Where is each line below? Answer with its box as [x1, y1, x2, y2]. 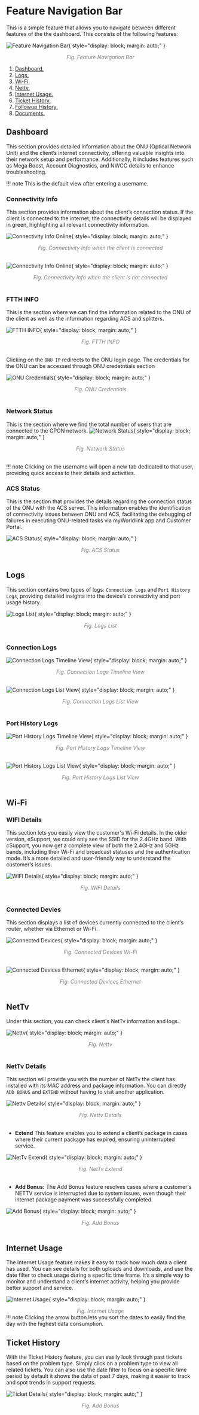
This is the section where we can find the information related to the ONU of [6, 309, 191, 316]
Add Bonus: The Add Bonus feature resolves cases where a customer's [14, 1183, 192, 1191]
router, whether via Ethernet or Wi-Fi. [6, 926, 98, 933]
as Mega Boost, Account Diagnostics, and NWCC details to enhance [6, 162, 174, 169]
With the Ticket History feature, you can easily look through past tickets [6, 1353, 183, 1361]
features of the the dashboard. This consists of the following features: [6, 30, 178, 37]
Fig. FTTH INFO [81, 338, 120, 345]
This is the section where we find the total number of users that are [6, 421, 172, 428]
